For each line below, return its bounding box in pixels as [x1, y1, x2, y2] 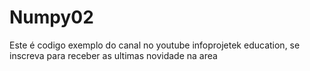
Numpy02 [9, 6, 94, 29]
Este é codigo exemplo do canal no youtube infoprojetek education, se [9, 39, 301, 51]
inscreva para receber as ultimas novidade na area [9, 49, 218, 61]
